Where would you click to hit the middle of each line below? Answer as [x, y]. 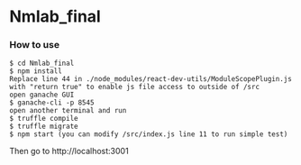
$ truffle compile [44, 119]
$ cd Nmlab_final [42, 64]
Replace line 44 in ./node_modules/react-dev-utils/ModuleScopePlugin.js [151, 79]
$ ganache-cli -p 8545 [52, 103]
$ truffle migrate [44, 127]
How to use [35, 45]
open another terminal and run [68, 111]
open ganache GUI [42, 95]
